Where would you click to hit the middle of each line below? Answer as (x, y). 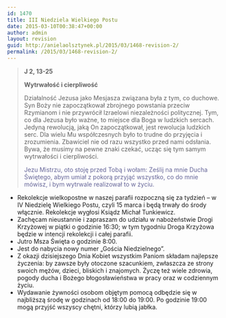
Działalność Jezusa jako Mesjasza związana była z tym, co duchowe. (122, 98)
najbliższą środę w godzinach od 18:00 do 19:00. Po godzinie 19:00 (112, 299)
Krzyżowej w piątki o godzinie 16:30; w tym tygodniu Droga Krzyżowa (115, 227)
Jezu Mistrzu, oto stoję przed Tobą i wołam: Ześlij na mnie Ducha (116, 170)
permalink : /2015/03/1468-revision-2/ (62, 52)
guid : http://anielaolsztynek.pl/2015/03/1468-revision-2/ (93, 45)
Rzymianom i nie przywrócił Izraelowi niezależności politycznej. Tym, (121, 112)
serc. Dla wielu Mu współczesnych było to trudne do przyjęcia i (113, 134)
